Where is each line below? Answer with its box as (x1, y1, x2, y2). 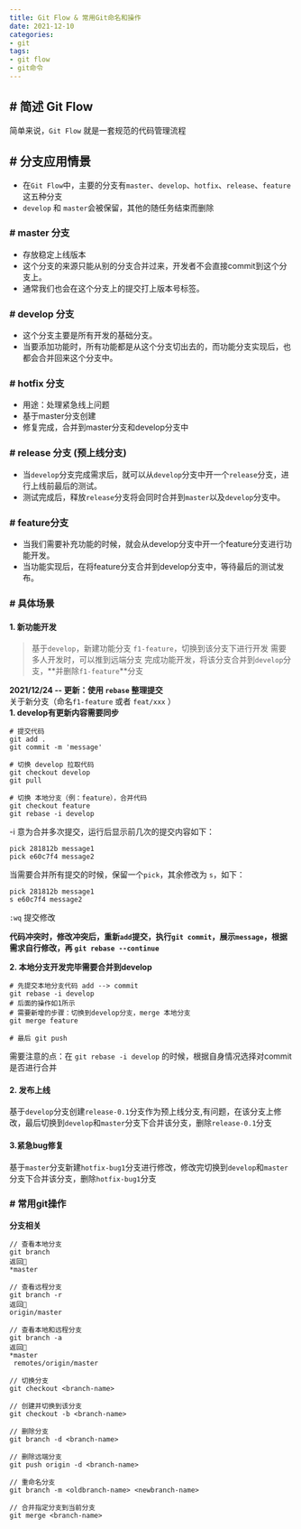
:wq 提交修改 (9, 913, 56, 923)
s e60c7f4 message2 (9, 895, 83, 904)
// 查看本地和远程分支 (9, 1325, 83, 1334)
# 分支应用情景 (9, 154, 92, 170)
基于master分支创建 (22, 411, 96, 422)
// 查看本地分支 (9, 1239, 62, 1248)
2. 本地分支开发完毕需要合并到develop (9, 962, 152, 973)
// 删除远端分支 (9, 1452, 62, 1461)
